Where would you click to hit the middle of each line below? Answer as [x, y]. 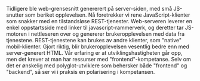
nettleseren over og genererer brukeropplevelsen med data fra [108, 34]
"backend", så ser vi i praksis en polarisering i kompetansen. [81, 72]
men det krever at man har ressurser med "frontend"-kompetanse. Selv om [99, 59]
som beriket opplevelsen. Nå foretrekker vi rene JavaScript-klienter [107, 15]
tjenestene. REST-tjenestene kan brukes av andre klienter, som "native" [94, 40]
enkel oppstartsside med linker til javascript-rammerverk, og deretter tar [95, 27]
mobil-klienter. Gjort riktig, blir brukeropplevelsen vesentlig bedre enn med [98, 46]
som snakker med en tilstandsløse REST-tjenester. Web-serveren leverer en [99, 21]
